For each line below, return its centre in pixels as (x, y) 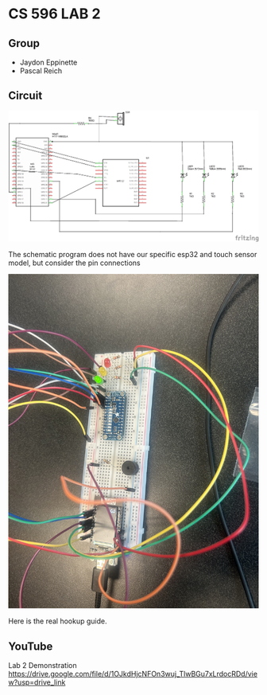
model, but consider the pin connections (74, 263)
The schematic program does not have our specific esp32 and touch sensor (133, 255)
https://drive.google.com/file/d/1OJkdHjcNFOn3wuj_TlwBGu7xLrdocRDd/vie (133, 674)
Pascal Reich (41, 71)
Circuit (25, 96)
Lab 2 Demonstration (43, 666)
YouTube (31, 646)
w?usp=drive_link (37, 682)
